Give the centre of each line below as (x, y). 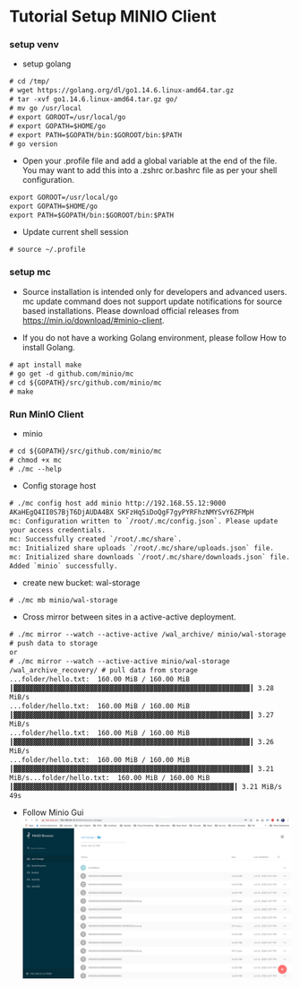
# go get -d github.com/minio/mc (72, 374)
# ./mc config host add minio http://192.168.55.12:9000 (118, 504)
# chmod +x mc (36, 460)
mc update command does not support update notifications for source (152, 301)
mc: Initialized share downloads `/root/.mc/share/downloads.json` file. (150, 558)
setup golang (47, 64)
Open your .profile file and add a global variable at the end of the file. (150, 161)
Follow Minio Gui (53, 812)
